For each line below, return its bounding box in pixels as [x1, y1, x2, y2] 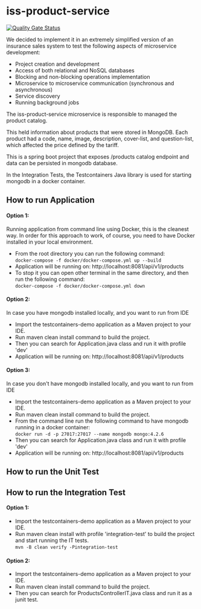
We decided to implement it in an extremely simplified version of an [6, 36, 174, 43]
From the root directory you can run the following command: [14, 250, 165, 257]
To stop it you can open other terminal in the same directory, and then [14, 269, 189, 276]
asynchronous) [14, 86, 53, 93]
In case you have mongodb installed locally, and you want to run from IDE [6, 309, 189, 316]
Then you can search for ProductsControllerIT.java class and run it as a [14, 590, 192, 597]
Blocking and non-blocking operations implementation [14, 73, 150, 80]
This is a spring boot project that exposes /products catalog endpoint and [6, 153, 189, 160]
